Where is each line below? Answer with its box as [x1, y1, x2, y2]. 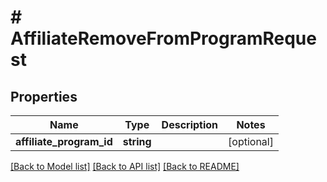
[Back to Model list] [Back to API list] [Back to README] [10, 161, 240, 172]
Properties [10, 88, 78, 105]
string [122, 135, 152, 148]
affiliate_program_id [15, 135, 113, 148]
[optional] [228, 135, 274, 148]
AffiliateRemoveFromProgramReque [10, 27, 317, 50]
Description [161, 118, 219, 131]
